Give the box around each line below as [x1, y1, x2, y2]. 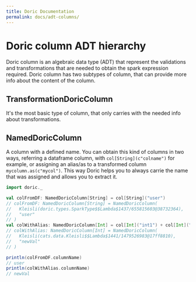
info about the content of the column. [6, 77, 96, 84]
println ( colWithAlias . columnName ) [6, 266, 90, 271]
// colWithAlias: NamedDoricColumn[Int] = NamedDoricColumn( [6, 228, 158, 234]
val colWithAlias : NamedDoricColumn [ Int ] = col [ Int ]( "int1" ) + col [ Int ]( [6, 222, 190, 228]
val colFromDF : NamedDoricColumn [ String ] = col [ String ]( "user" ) [6, 195, 166, 201]
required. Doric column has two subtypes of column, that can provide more [6, 71, 187, 78]
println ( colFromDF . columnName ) [6, 255, 82, 260]
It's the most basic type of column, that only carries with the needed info [6, 109, 181, 117]
